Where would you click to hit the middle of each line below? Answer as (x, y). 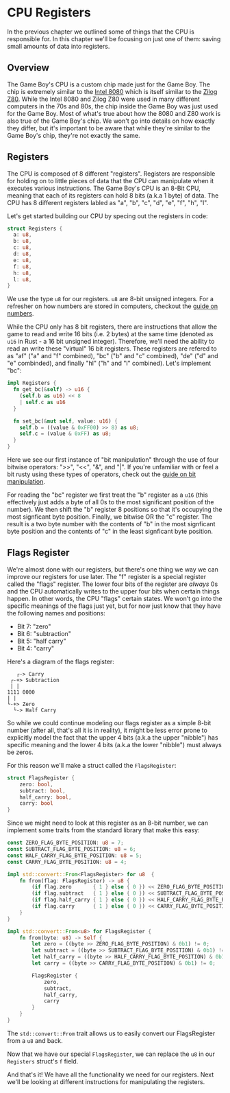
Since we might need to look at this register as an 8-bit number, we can (108, 823)
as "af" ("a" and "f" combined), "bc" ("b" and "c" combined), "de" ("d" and (113, 356)
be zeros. (21, 752)
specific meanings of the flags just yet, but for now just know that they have (114, 606)
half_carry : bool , (46, 797)
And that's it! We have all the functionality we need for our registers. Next (111, 1074)
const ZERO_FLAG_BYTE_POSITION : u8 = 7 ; (66, 843)
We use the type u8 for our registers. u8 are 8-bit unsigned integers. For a (111, 299)
